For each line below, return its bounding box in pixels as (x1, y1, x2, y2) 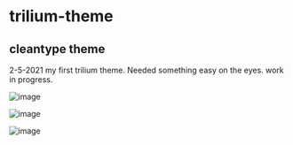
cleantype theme (9, 42, 106, 57)
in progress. (9, 74, 53, 85)
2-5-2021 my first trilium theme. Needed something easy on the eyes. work (9, 65, 284, 75)
